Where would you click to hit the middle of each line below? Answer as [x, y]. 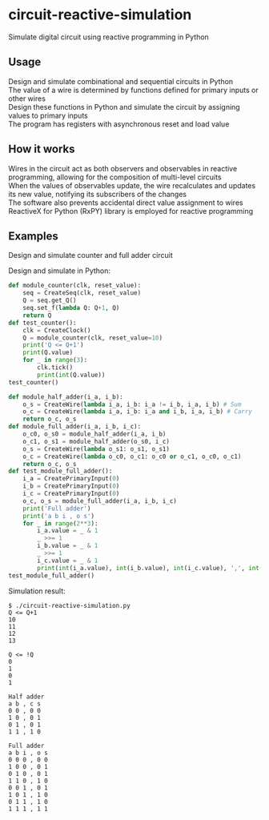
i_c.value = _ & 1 [68, 561]
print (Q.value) [48, 353]
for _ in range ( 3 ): [55, 360]
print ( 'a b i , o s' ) [58, 516]
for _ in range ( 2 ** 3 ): [60, 523]
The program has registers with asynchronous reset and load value [119, 124]
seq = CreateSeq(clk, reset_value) [82, 293]
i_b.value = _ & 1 [68, 546]
